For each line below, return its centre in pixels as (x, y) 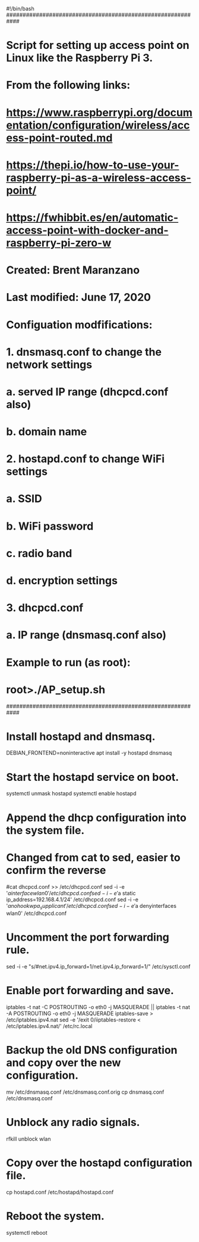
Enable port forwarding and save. (90, 991)
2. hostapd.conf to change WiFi (86, 459)
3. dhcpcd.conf (45, 608)
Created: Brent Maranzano (73, 270)
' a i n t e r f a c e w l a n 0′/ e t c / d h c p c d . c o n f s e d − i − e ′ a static (71, 893)
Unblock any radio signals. (73, 1123)
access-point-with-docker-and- (87, 230)
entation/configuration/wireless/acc (98, 125)
